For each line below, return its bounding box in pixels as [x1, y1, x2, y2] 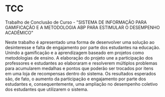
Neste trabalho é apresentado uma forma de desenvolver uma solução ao [5, 39, 155, 45]
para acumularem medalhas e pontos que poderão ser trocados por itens [5, 65, 154, 71]
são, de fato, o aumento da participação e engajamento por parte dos [5, 76, 146, 82]
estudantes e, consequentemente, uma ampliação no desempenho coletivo [5, 81, 158, 87]
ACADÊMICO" [5, 30, 33, 35]
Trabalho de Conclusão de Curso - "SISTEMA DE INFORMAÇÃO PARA [5, 19, 147, 25]
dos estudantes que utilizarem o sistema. [5, 86, 89, 92]
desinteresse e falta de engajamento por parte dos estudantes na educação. [5, 44, 161, 50]
